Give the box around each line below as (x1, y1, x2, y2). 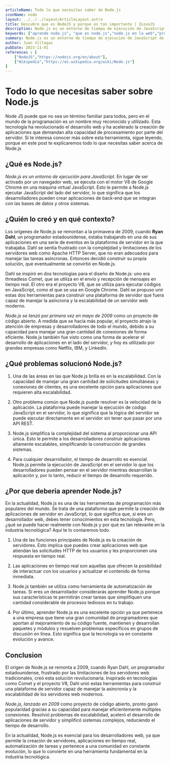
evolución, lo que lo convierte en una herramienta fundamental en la (5, 748, 148, 754)
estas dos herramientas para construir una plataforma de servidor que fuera (5, 292, 164, 298)
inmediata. (12, 574, 35, 580)
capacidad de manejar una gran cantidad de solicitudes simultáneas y (12, 378, 159, 385)
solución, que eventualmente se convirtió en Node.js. (5, 261, 116, 267)
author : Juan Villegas (5, 40, 53, 46)
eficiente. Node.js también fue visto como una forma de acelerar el (5, 334, 145, 340)
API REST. (12, 420, 34, 427)
